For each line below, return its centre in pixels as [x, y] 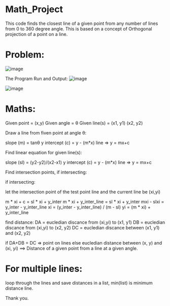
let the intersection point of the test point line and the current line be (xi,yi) [83, 192]
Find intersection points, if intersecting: [46, 172]
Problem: [25, 55]
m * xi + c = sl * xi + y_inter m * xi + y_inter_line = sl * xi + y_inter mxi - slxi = [85, 201]
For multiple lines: [44, 269]
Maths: [21, 109]
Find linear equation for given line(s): [44, 152]
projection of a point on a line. [37, 34]
